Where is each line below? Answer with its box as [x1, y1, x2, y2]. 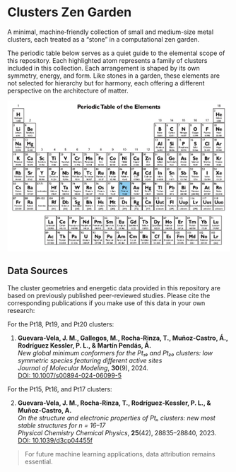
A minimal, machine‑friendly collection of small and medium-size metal [7, 28, 214, 36]
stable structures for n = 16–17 [17, 421, 106, 430]
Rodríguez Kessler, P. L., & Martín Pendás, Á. [17, 341, 152, 350]
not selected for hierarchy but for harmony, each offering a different [7, 78, 205, 87]
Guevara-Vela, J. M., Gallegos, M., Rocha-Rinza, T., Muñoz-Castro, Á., [17, 334, 228, 342]
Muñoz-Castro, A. [17, 406, 72, 414]
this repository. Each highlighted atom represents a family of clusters [7, 56, 208, 64]
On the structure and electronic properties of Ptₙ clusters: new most [17, 413, 216, 422]
